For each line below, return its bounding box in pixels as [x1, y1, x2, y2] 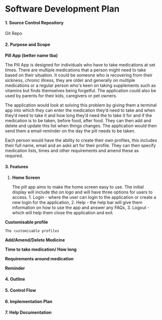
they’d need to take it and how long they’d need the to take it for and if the [5, 112, 152, 118]
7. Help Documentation [5, 309, 52, 316]
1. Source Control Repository [5, 19, 64, 25]
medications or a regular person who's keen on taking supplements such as [5, 82, 156, 88]
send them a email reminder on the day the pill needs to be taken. [5, 128, 135, 134]
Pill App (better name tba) [5, 52, 58, 58]
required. [5, 153, 23, 159]
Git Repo [5, 31, 23, 36]
